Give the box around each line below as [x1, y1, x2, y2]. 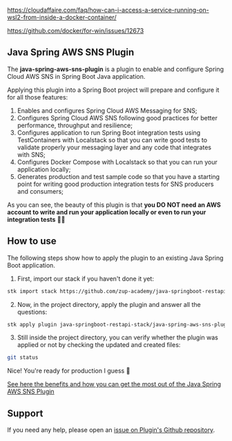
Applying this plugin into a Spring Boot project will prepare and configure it [7, 86, 220, 94]
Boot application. [7, 261, 55, 269]
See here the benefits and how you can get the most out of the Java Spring [7, 380, 222, 388]
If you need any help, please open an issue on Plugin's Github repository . [7, 426, 215, 434]
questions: [17, 308, 48, 316]
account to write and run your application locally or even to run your [7, 207, 206, 216]
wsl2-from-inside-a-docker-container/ [7, 13, 117, 21]
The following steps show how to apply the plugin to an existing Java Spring [7, 254, 224, 262]
